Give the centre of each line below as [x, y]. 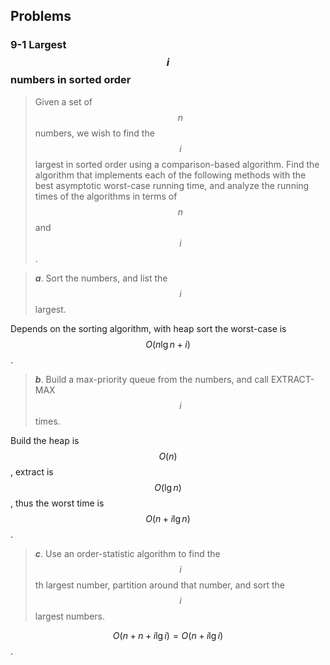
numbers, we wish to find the [94, 133]
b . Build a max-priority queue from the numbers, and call [152, 379]
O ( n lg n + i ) [168, 344]
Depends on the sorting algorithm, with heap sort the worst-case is [148, 328]
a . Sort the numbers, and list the [101, 278]
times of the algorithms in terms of [106, 196]
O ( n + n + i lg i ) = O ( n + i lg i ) [168, 635]
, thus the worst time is [57, 503]
